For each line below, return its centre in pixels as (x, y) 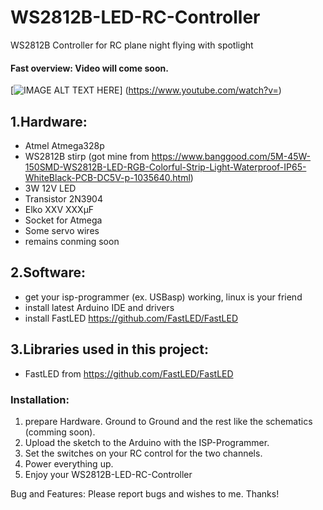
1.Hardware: (49, 121)
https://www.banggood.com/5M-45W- (231, 156)
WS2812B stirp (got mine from (87, 156)
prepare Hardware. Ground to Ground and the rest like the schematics (168, 421)
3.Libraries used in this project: (109, 349)
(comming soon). (60, 432)
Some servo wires (62, 230)
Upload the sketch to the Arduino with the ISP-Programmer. (147, 442)
